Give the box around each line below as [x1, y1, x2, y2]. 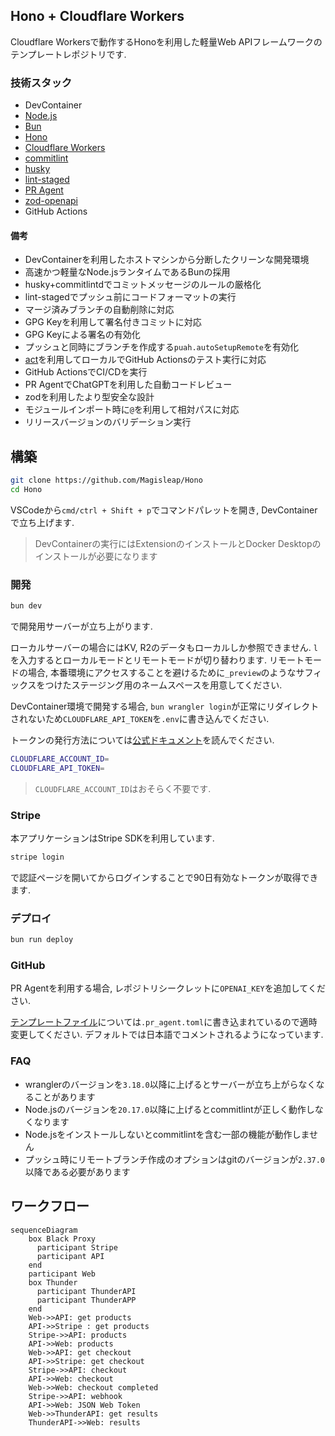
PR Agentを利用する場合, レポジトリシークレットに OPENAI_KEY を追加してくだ [10, 982, 326, 994]
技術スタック [10, 75, 73, 89]
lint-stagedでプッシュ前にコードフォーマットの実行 [24, 291, 237, 303]
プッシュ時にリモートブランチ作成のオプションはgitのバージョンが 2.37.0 [24, 1153, 326, 1165]
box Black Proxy [28, 1234, 97, 1244]
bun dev [10, 601, 43, 611]
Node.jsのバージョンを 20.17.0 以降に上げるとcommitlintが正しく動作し [24, 1103, 315, 1115]
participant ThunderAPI [36, 1286, 137, 1296]
